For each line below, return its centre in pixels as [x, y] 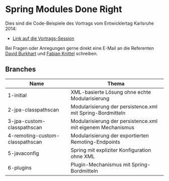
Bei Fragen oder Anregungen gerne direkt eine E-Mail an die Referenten [80, 48]
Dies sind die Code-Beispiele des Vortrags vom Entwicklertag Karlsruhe [80, 23]
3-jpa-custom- [27, 121]
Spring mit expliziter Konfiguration [111, 150]
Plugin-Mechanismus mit [101, 164]
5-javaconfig [23, 153]
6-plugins [20, 167]
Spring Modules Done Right [64, 9]
